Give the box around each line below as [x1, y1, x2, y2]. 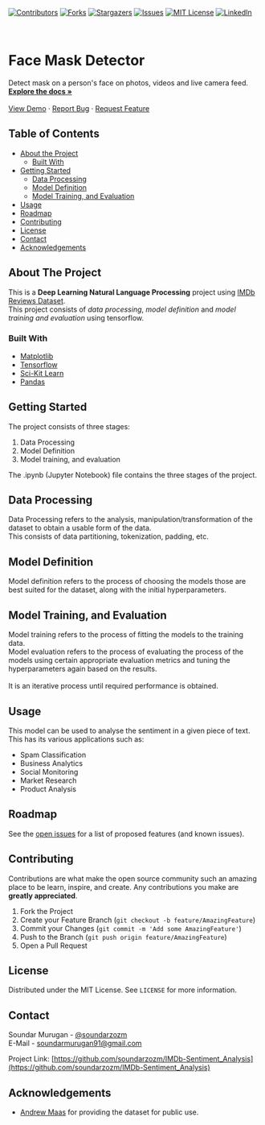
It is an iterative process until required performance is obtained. [8, 681, 218, 691]
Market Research [19, 776, 77, 785]
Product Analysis [19, 784, 76, 793]
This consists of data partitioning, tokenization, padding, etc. [8, 531, 209, 541]
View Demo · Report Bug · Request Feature [8, 103, 150, 113]
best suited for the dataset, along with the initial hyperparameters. [8, 585, 227, 595]
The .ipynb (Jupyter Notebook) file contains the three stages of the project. [8, 469, 257, 479]
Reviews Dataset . [8, 296, 66, 305]
